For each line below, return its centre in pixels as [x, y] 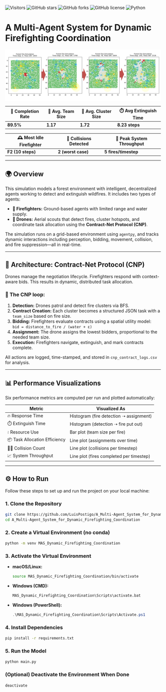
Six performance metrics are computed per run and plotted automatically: [80, 397]
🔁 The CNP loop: [25, 295]
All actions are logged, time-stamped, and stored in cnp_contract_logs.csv [81, 357]
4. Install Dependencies [34, 627]
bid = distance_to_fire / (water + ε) [52, 327]
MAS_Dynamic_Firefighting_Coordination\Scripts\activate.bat [77, 596]
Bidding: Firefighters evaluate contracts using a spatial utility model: [82, 321]
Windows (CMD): [30, 586]
